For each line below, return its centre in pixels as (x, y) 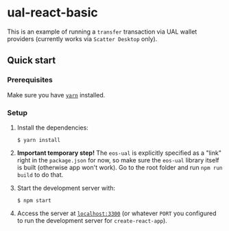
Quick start (32, 61)
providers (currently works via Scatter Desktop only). (82, 38)
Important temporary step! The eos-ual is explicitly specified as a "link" (119, 153)
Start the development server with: (66, 188)
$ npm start (34, 200)
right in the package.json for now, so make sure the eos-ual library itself (118, 160)
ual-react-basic (52, 13)
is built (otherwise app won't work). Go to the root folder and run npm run (120, 167)
